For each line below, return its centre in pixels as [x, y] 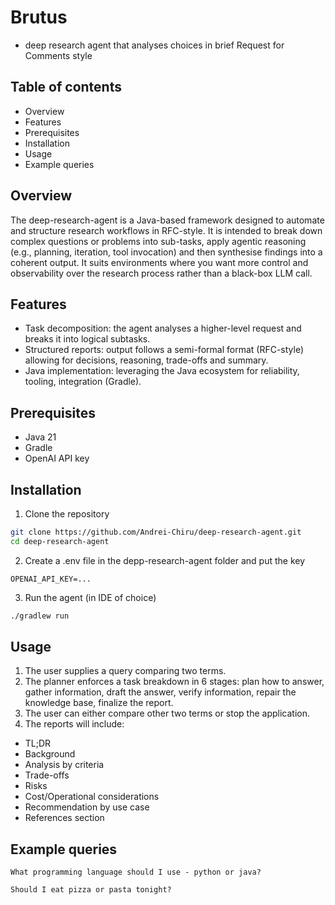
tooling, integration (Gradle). [83, 382]
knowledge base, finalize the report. [99, 703]
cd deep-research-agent [60, 541]
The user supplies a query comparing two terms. [125, 671]
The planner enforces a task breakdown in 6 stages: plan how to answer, [174, 682]
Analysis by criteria [64, 765]
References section [64, 818]
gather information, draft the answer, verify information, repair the [160, 692]
